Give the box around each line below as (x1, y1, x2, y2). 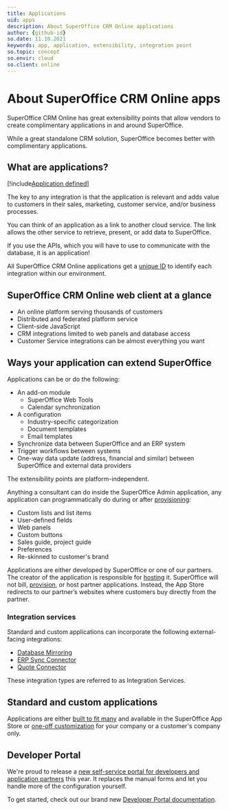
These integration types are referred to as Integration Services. (7, 677, 186, 685)
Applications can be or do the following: (7, 375, 120, 383)
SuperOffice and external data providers (17, 461, 132, 470)
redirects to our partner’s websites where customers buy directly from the (7, 588, 217, 595)
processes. (7, 208, 39, 216)
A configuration (17, 411, 62, 418)
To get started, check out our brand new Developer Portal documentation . (7, 795, 217, 803)
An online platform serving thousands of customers (17, 307, 163, 316)
